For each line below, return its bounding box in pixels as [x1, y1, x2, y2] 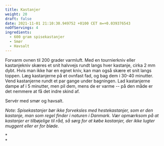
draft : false [5, 16, 32, 21]
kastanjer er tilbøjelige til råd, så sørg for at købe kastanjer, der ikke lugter [5, 118, 155, 123]
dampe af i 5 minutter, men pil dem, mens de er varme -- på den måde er [5, 83, 153, 89]
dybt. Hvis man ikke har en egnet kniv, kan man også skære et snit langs [5, 67, 152, 73]
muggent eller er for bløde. [5, 123, 59, 129]
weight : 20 [5, 12, 27, 17]
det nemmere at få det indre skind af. [5, 88, 80, 94]
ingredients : [5, 30, 32, 35]
